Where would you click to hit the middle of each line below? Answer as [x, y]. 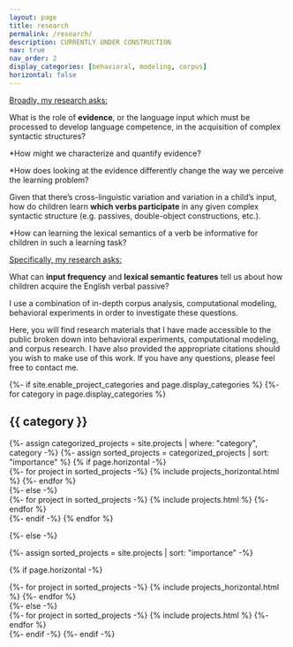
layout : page [33, 17]
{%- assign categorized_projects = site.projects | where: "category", [134, 443]
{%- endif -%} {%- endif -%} [62, 634]
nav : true [27, 50]
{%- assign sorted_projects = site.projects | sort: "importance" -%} [131, 552]
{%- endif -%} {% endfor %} [61, 518]
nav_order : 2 [33, 58]
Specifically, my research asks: [65, 259]
